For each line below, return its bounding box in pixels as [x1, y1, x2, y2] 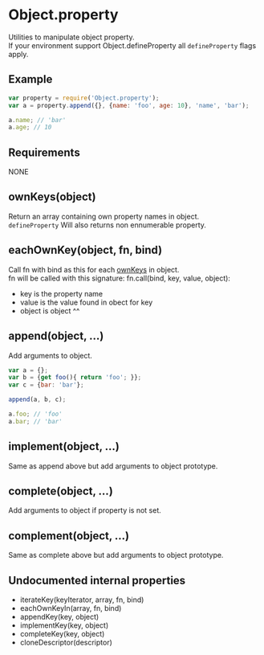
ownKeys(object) [8, 190, 96, 204]
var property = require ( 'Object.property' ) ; [8, 94, 160, 102]
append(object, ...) [8, 330, 104, 343]
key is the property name [19, 289, 103, 298]
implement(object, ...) [8, 440, 120, 453]
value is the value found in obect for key [19, 297, 153, 307]
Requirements [8, 145, 80, 159]
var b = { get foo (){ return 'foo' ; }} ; [8, 374, 142, 382]
